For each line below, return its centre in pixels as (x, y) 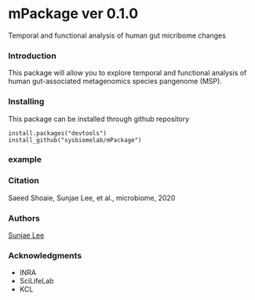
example (25, 159)
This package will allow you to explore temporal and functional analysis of (127, 73)
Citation (24, 181)
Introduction (32, 56)
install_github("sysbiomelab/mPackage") (75, 140)
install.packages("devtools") (58, 133)
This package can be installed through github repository (99, 119)
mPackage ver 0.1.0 (73, 14)
